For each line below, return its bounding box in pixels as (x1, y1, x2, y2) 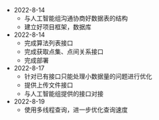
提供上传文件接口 (24, 81, 74, 89)
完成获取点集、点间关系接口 (24, 48, 104, 55)
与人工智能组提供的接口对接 (24, 89, 104, 98)
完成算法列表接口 (24, 39, 74, 47)
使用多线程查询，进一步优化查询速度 (24, 105, 128, 114)
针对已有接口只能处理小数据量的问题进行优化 (24, 72, 153, 80)
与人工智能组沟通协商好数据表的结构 (24, 14, 128, 22)
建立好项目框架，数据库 (24, 23, 92, 31)
